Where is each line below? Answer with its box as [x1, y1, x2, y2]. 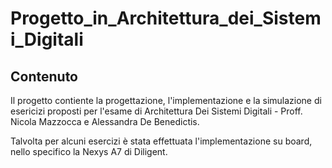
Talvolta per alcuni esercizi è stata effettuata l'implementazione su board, [10, 135, 313, 147]
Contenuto [10, 68, 78, 85]
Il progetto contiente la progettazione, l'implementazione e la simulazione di [10, 95, 322, 106]
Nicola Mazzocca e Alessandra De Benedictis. [10, 116, 200, 127]
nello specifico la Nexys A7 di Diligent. [10, 146, 168, 157]
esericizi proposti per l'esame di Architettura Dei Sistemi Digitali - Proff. [10, 105, 303, 117]
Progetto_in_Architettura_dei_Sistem [10, 7, 322, 30]
